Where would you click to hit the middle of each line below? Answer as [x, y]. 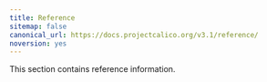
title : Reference [42, 18]
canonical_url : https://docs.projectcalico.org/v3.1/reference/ [134, 35]
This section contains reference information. [92, 69]
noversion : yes [38, 43]
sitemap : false [38, 26]
